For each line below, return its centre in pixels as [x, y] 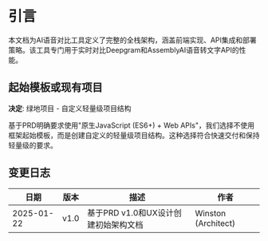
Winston [211, 213]
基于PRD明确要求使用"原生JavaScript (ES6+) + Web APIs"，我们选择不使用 [132, 125]
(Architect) [215, 223]
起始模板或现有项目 [55, 87]
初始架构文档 [119, 224]
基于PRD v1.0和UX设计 [130, 212]
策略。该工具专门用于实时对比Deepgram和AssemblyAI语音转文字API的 [124, 49]
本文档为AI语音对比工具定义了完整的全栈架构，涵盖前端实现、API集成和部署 [132, 40]
